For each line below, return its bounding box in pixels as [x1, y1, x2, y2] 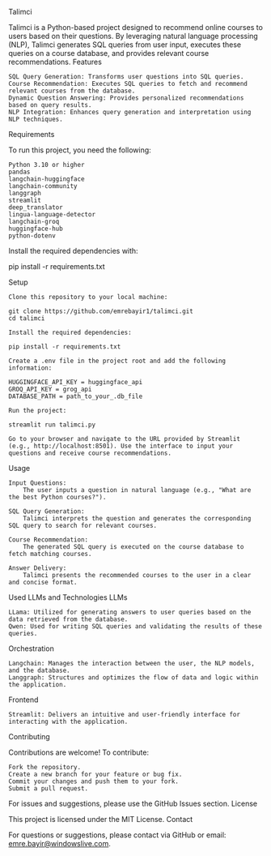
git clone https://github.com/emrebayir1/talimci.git [8, 307, 194, 315]
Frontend [8, 695, 39, 704]
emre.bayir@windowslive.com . [8, 839, 112, 848]
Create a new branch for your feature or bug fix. [8, 770, 183, 778]
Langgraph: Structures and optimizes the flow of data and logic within [8, 674, 259, 682]
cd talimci [8, 315, 45, 323]
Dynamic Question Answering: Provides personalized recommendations [8, 94, 244, 102]
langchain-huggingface [8, 175, 85, 183]
